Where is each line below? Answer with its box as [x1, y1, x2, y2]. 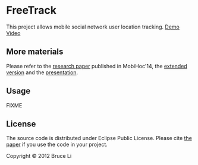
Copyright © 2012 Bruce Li [6, 153, 72, 160]
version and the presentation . [6, 69, 78, 76]
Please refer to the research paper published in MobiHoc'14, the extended [6, 62, 187, 69]
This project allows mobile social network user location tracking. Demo [6, 23, 180, 30]
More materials [6, 47, 64, 57]
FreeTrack [6, 4, 56, 17]
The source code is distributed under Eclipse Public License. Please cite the [6, 135, 192, 142]
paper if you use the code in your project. [6, 141, 108, 148]
